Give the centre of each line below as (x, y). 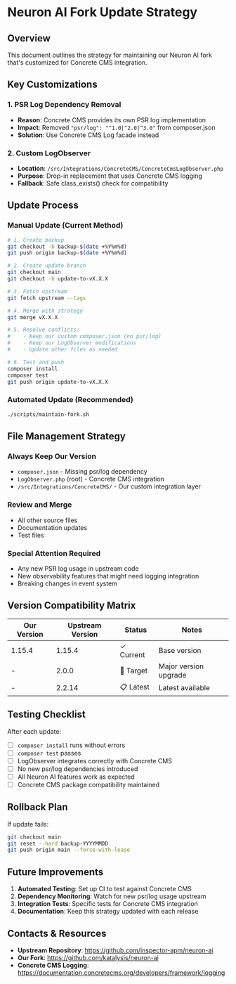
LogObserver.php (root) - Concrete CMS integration (91, 479)
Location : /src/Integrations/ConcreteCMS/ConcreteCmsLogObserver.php (120, 168)
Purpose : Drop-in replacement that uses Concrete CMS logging (110, 176)
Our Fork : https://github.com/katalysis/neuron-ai (88, 957)
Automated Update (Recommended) (70, 400)
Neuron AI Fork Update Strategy (103, 12)
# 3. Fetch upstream (38, 291)
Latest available (184, 688)
